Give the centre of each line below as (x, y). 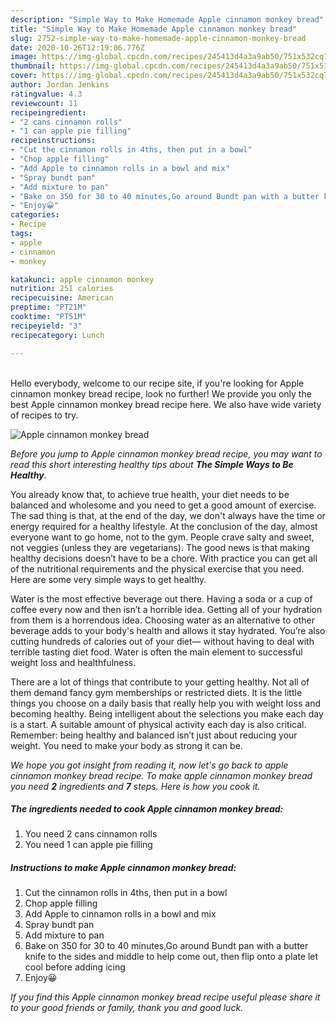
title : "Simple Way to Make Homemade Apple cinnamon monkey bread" (154, 29)
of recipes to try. (44, 415)
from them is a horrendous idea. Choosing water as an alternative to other (162, 620)
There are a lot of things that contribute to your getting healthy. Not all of (160, 682)
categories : (35, 215)
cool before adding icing (75, 967)
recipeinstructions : (53, 141)
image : (24, 57)
